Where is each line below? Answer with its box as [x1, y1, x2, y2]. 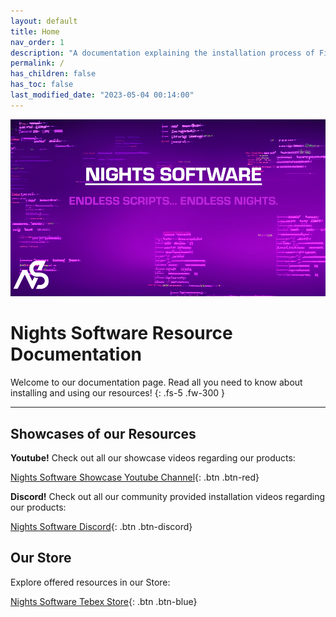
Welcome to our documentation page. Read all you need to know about [10, 376, 303, 389]
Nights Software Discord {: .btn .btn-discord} [10, 521, 193, 532]
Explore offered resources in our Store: [10, 576, 171, 588]
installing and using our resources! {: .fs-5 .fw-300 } [10, 387, 226, 399]
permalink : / [10, 58, 65, 69]
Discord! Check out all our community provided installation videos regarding [10, 491, 326, 502]
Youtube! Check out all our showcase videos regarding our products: [10, 452, 296, 464]
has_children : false [10, 69, 97, 79]
